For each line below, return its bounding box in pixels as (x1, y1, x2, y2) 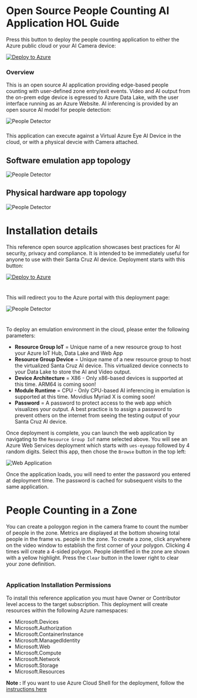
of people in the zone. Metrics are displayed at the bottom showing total (6, 529, 180, 536)
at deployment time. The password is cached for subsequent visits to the (6, 477, 182, 484)
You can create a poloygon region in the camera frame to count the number (6, 523, 189, 531)
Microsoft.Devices (14, 618, 59, 625)
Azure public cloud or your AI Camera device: (6, 42, 116, 49)
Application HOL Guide (6, 16, 120, 30)
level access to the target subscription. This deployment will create (6, 600, 168, 607)
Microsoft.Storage (14, 662, 59, 669)
